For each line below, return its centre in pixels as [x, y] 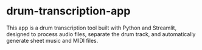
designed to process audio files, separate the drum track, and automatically [101, 34]
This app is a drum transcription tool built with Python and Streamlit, [92, 28]
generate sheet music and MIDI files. [52, 40]
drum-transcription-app [68, 11]
